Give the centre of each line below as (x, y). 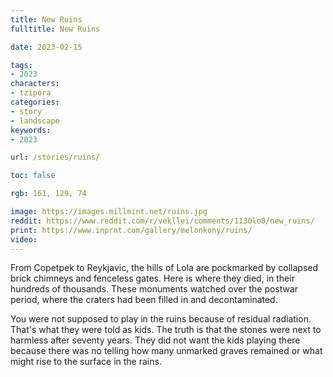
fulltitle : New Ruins (55, 29)
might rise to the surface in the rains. (86, 362)
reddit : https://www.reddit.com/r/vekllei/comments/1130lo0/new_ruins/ (162, 221)
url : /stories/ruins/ (55, 157)
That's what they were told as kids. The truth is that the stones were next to (166, 330)
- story (26, 111)
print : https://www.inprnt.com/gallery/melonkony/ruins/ (131, 230)
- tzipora (31, 93)
